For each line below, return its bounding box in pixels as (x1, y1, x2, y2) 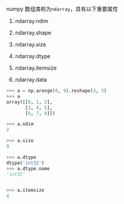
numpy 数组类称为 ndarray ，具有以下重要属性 (6, 5, 119, 12)
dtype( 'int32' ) (6, 160, 45, 166)
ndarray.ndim (15, 18, 48, 24)
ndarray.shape (15, 29, 51, 36)
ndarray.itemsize (15, 64, 57, 71)
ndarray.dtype (15, 53, 51, 59)
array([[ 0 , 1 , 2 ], (6, 99, 53, 105)
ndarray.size (15, 41, 47, 48)
